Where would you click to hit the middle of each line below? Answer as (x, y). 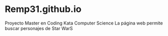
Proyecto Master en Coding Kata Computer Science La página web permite (84, 23)
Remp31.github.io (43, 9)
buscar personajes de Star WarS (39, 28)
